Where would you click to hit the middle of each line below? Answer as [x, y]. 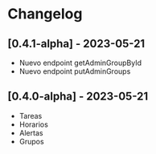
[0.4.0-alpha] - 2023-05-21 [78, 97]
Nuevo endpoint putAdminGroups [75, 71]
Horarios [34, 124]
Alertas [31, 132]
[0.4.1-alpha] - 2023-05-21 [76, 44]
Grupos [32, 141]
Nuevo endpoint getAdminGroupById [80, 63]
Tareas [31, 115]
